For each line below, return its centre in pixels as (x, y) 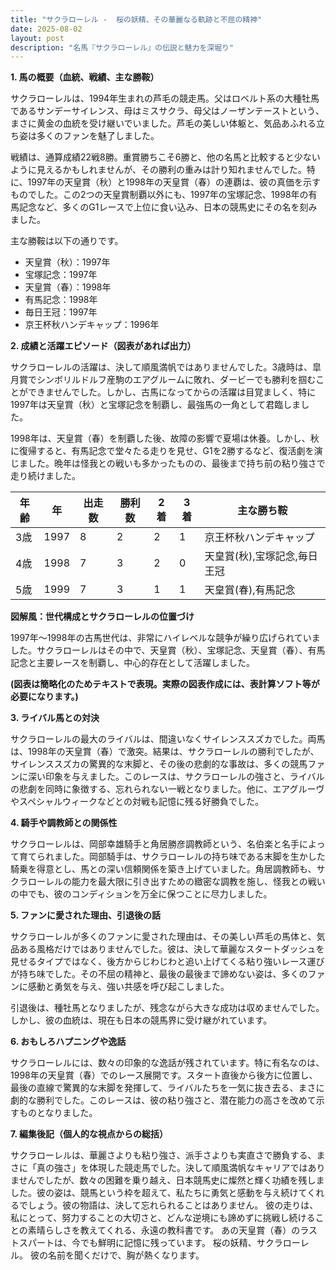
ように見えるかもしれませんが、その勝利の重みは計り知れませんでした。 (158, 170)
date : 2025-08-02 (46, 29)
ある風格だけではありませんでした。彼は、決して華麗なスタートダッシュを (171, 949)
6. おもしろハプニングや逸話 (68, 1042)
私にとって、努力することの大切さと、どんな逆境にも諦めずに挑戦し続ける (163, 1218)
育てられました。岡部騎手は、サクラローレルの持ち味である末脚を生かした (172, 857)
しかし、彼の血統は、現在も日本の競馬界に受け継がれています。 (141, 1020)
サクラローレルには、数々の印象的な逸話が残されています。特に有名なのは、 (167, 1063)
